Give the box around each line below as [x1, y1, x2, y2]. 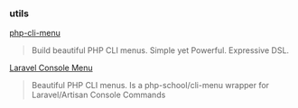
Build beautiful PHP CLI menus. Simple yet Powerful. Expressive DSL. [31, 45, 290, 56]
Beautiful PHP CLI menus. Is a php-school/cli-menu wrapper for [31, 80, 269, 91]
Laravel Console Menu [9, 62, 93, 74]
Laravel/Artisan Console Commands [31, 89, 166, 101]
